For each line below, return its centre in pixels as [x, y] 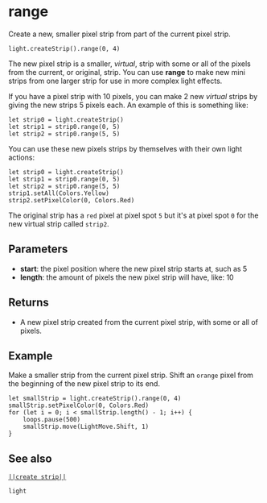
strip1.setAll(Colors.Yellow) [59, 193]
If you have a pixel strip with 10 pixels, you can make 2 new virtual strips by [133, 96]
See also [30, 458]
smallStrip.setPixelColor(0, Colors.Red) [79, 405]
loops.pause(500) [52, 420]
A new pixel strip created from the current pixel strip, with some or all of [139, 322]
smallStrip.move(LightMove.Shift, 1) [86, 427]
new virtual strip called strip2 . [59, 223]
